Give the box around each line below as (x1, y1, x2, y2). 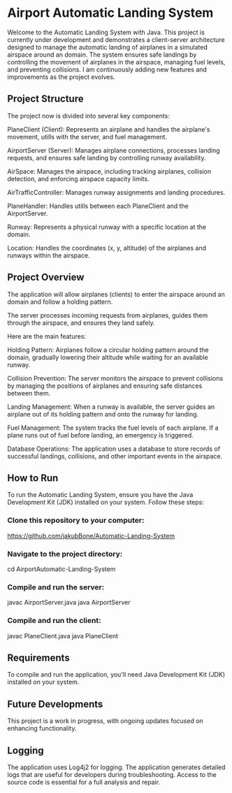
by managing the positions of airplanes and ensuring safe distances (7, 381, 203, 390)
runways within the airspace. (7, 251, 91, 260)
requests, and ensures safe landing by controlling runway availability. (7, 153, 206, 162)
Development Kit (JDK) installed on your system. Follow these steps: (7, 498, 205, 507)
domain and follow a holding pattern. (7, 297, 113, 306)
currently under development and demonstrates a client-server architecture (7, 35, 225, 43)
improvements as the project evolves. (7, 72, 115, 81)
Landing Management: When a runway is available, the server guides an (7, 402, 215, 411)
